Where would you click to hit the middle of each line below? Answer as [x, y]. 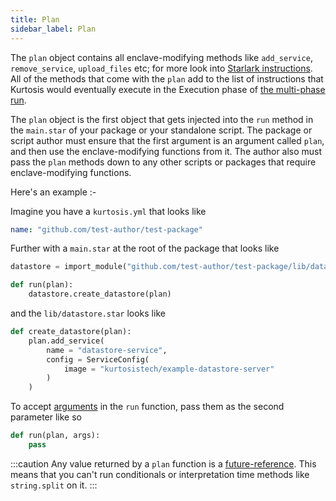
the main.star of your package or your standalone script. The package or [161, 130]
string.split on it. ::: [54, 485]
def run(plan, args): [55, 436]
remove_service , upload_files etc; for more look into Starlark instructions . [161, 68]
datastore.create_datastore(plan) [100, 294]
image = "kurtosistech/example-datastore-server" [169, 369]
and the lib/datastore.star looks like [88, 313]
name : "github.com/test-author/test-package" [106, 229]
